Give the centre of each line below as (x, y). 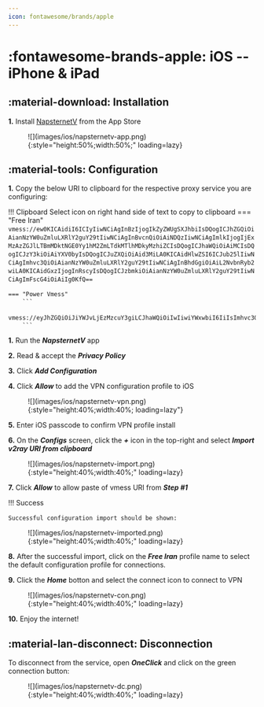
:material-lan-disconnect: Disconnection (111, 644)
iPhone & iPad (54, 73)
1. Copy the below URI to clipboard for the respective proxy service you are (130, 188)
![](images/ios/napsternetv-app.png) (87, 136)
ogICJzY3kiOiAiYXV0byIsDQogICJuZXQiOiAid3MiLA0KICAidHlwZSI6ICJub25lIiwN (132, 255)
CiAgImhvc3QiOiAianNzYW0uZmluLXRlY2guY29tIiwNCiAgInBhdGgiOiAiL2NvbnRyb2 (132, 263)
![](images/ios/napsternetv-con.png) (87, 595)
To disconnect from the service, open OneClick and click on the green (122, 663)
